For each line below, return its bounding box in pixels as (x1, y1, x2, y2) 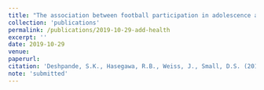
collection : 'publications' (8, 19, 101, 27)
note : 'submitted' (8, 70, 68, 77)
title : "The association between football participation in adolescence (8, 11, 251, 20)
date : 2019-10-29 (8, 41, 65, 49)
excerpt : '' (8, 33, 47, 41)
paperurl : (8, 56, 41, 63)
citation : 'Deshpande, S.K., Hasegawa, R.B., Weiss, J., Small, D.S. (8, 63, 241, 70)
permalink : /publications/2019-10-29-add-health (8, 26, 170, 34)
